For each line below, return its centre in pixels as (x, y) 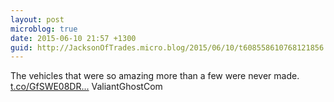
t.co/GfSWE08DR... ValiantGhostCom (86, 87)
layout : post (37, 19)
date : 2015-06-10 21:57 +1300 (73, 38)
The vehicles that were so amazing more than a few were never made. (155, 76)
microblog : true (44, 29)
